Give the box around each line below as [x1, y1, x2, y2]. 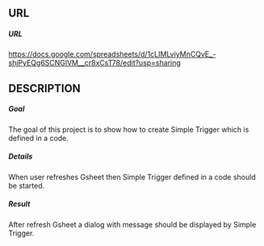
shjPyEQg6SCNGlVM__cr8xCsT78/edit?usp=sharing [8, 58, 182, 68]
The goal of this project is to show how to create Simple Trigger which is [8, 125, 249, 134]
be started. [8, 180, 45, 190]
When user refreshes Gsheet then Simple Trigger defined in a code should [8, 172, 256, 181]
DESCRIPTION [8, 81, 81, 95]
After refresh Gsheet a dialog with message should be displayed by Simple [8, 219, 257, 229]
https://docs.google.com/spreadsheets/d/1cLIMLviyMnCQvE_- [8, 49, 216, 59]
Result [8, 199, 31, 209]
